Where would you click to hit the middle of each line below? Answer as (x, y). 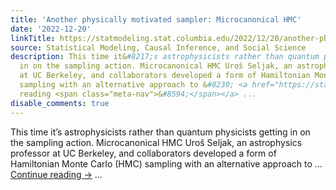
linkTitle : (33, 38)
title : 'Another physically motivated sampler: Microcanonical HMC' (156, 19)
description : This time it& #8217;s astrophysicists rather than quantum (165, 57)
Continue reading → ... (56, 174)
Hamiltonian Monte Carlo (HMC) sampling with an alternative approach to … (166, 163)
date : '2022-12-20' (51, 29)
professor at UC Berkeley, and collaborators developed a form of (143, 153)
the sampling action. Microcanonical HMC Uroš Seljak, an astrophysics (156, 142)
